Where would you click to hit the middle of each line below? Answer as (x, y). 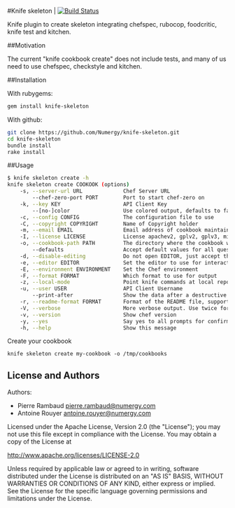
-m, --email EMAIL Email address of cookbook (111, 230)
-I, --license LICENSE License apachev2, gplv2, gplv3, (120, 237)
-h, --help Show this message (98, 328)
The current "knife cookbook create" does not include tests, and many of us (117, 59)
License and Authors (54, 375)
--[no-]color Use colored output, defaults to (126, 211)
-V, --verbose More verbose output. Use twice (119, 308)
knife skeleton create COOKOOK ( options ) (69, 185)
